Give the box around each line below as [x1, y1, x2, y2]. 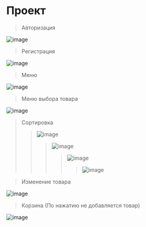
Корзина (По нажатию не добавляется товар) [21, 201, 141, 209]
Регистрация [21, 47, 56, 55]
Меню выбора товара [21, 95, 78, 102]
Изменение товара [21, 178, 71, 185]
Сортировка [21, 119, 54, 126]
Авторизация [21, 24, 56, 31]
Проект [6, 4, 46, 18]
